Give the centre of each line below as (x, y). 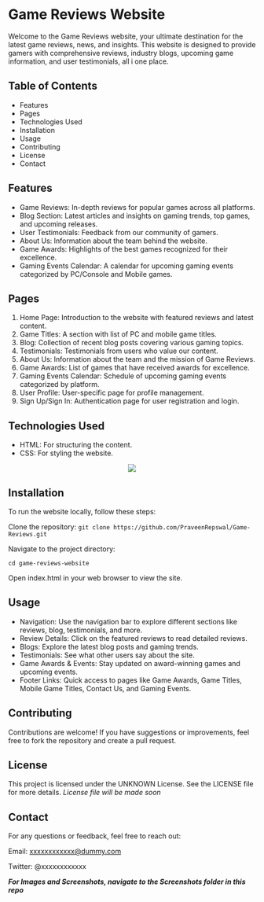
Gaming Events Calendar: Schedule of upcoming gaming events (123, 376)
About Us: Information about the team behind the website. (114, 241)
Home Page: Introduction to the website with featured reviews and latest (136, 318)
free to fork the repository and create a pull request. (92, 740)
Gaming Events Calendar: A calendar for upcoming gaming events (126, 266)
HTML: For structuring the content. (76, 445)
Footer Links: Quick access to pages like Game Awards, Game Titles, (130, 680)
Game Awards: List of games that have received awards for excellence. (134, 368)
